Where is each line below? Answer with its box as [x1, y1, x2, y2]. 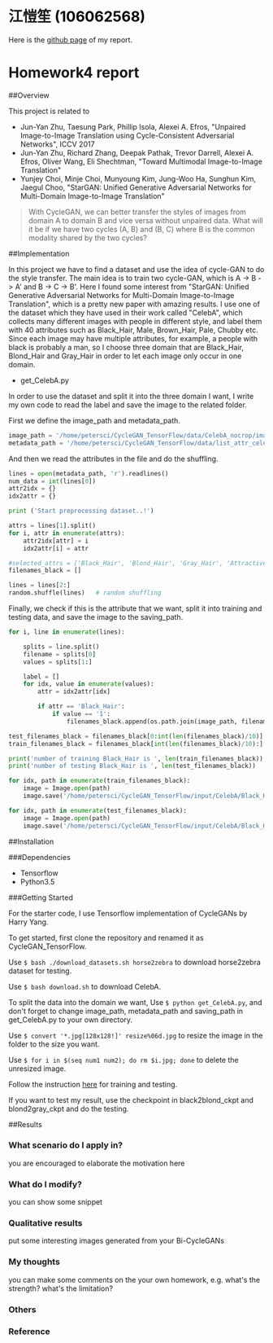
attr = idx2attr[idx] [37, 687, 111, 696]
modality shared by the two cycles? [28, 233, 148, 243]
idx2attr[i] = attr [23, 544, 89, 552]
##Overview [8, 90, 50, 100]
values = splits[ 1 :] [23, 657, 93, 666]
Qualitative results [8, 1218, 83, 1229]
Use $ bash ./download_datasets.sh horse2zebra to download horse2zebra [8, 957, 262, 967]
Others [8, 1304, 37, 1315]
